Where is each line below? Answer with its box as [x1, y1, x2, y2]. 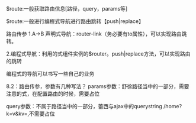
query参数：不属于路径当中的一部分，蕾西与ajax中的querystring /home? [6, 103, 182, 109]
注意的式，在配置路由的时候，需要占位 [6, 90, 99, 97]
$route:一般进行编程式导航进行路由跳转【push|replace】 [6, 18, 144, 25]
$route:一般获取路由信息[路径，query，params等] [6, 5, 128, 12]
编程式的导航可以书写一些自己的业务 [6, 70, 95, 77]
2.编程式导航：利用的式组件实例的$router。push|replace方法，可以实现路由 [6, 50, 191, 57]
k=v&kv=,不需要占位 [6, 110, 55, 117]
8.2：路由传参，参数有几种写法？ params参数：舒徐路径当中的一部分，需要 [6, 83, 189, 90]
